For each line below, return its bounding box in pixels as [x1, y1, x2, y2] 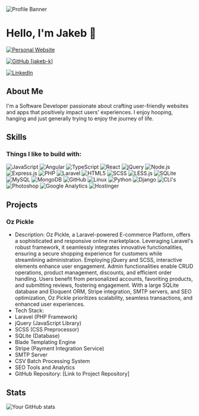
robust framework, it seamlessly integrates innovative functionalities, [14, 244, 184, 251]
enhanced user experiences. [14, 301, 85, 308]
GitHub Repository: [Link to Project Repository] [14, 370, 129, 377]
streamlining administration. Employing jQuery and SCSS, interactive [14, 257, 182, 264]
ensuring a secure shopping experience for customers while [14, 250, 162, 257]
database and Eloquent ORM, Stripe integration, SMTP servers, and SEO [14, 288, 192, 295]
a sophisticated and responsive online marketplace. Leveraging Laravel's [14, 237, 194, 245]
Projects [6, 199, 38, 209]
